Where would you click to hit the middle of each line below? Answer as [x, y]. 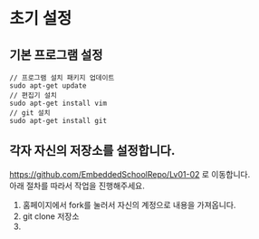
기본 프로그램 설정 [56, 55]
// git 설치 [30, 113]
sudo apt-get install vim [58, 103]
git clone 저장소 [51, 216]
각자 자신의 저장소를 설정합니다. [92, 151]
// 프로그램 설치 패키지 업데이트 [62, 78]
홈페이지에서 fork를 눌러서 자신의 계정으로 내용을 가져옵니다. [129, 205]
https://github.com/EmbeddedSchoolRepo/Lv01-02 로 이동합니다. [130, 174]
